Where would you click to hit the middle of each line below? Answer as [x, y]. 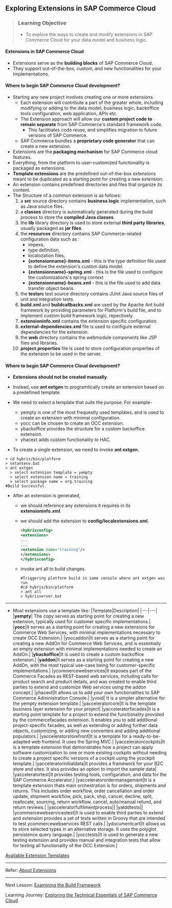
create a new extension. [46, 147]
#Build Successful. [26, 486]
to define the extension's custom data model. [76, 266]
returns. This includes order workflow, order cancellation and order [83, 791]
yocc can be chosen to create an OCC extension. [72, 423]
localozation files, [47, 256]
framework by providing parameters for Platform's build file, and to [91, 310]
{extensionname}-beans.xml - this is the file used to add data [94, 283]
